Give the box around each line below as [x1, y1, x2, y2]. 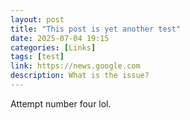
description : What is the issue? [10, 71, 150, 81]
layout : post [10, 14, 65, 25]
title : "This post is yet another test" [10, 24, 182, 34]
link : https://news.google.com [10, 61, 141, 71]
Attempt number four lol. [10, 97, 112, 110]
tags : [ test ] [10, 52, 65, 62]
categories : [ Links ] [10, 42, 97, 53]
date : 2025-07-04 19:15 [10, 33, 110, 43]
